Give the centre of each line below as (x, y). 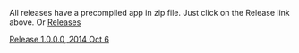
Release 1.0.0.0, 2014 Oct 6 (60, 39)
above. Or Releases (45, 22)
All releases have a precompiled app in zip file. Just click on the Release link (150, 13)
